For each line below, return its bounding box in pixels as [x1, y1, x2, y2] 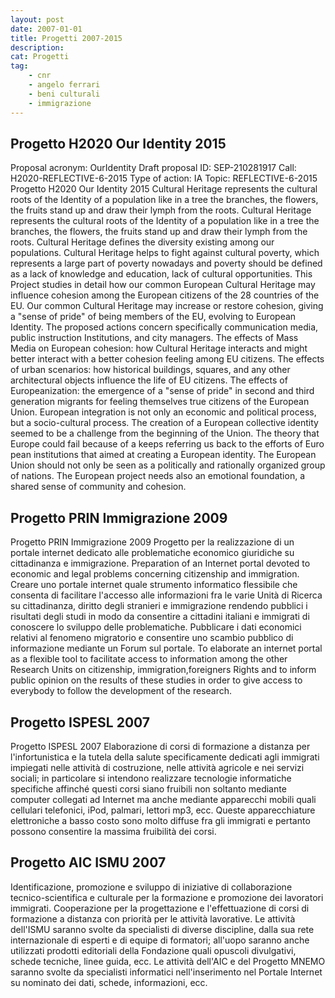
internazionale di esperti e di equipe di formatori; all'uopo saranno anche [10, 934, 310, 946]
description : [10, 42, 65, 53]
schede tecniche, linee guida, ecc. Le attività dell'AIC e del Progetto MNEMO [10, 955, 326, 967]
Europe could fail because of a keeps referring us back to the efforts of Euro [10, 438, 325, 450]
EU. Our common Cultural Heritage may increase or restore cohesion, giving [10, 300, 324, 312]
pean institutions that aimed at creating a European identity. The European [10, 449, 317, 461]
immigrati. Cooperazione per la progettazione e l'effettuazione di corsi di [10, 902, 310, 914]
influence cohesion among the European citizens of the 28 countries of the [10, 289, 320, 301]
